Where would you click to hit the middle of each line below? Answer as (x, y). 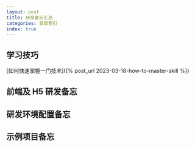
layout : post (23, 12)
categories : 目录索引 (32, 23)
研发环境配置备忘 (38, 114)
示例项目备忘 (30, 137)
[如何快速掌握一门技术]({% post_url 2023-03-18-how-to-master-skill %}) (98, 71)
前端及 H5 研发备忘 (42, 92)
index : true (21, 29)
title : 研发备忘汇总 (30, 18)
